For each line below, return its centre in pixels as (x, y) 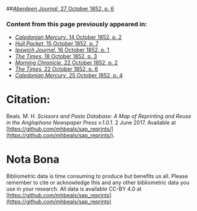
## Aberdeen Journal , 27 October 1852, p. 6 (60, 9)
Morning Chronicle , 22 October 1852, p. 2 (66, 63)
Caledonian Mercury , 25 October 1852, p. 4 (69, 76)
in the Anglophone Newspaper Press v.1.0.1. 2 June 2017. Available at (91, 123)
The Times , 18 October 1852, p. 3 (56, 56)
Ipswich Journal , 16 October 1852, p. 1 (62, 50)
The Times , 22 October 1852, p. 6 (56, 69)
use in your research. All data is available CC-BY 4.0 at (74, 189)
